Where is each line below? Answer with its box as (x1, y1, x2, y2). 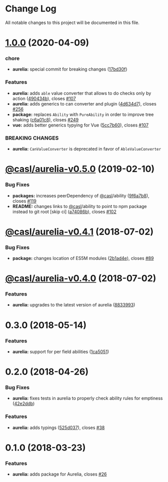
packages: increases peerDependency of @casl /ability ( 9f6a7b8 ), (12, 192, 149, 198)
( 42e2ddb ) (12, 400, 35, 406)
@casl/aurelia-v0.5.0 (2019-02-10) (5, 163, 155, 175)
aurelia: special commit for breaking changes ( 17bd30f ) (12, 66, 127, 72)
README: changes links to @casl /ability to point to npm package (12, 203, 147, 209)
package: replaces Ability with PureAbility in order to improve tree (12, 111, 154, 117)
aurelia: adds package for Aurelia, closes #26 (12, 471, 107, 477)
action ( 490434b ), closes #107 (12, 95, 76, 101)
